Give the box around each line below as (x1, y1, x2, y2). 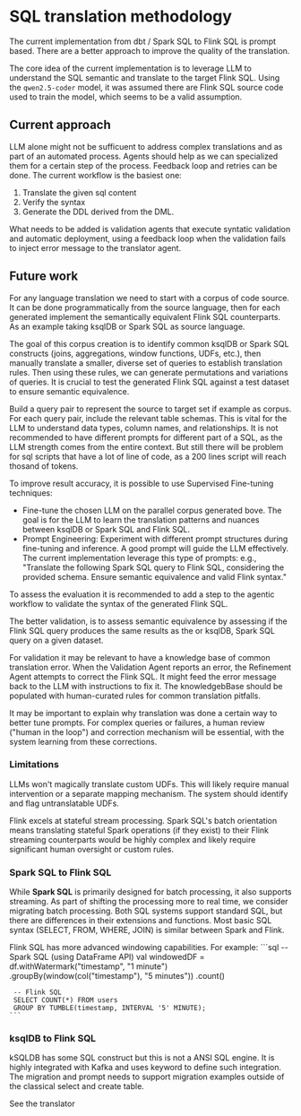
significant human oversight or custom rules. (9, 843, 175, 854)
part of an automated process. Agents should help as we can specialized (9, 151, 279, 161)
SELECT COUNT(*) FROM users (13, 996, 118, 1005)
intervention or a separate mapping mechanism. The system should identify (9, 788, 288, 799)
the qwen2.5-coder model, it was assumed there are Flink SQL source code (9, 82, 284, 92)
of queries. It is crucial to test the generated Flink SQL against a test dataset (9, 376, 289, 387)
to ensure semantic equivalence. (9, 385, 130, 396)
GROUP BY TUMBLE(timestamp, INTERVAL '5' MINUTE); (13, 1004, 206, 1013)
